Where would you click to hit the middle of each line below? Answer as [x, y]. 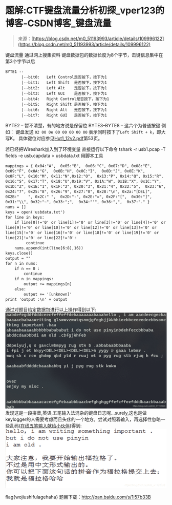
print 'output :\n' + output [36, 299]
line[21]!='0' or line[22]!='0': [41, 238]
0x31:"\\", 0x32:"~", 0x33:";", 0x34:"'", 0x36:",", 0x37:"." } [78, 202]
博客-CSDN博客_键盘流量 [58, 23]
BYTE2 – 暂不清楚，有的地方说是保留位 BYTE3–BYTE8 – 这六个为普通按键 [83, 125]
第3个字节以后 [20, 61]
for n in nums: [21, 263]
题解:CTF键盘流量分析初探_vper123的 [85, 11]
